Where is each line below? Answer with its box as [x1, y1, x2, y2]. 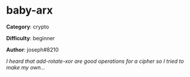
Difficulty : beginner [6, 34, 55, 41]
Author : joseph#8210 [6, 46, 59, 53]
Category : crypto [6, 23, 50, 30]
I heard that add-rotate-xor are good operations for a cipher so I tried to [6, 57, 184, 65]
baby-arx [6, 4, 53, 17]
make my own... [6, 63, 46, 71]
